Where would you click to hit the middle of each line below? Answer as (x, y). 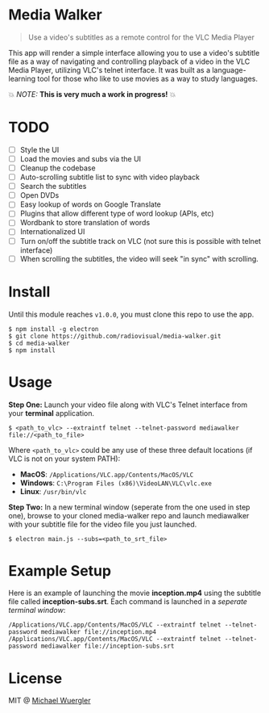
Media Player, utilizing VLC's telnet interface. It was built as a (110, 69)
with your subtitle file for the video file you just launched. (103, 524)
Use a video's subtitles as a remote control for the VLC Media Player (141, 37)
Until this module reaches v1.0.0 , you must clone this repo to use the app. (131, 314)
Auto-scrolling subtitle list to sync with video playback (110, 177)
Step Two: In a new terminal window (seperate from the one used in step (129, 507)
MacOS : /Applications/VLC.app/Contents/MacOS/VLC (107, 474)
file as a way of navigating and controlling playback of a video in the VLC (129, 61)
